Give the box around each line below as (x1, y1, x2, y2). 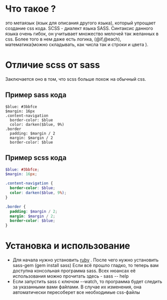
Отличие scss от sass (5, 59, 100, 71)
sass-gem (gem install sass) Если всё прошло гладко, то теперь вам (12, 262, 159, 269)
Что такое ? (5, 3, 56, 15)
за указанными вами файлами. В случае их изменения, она (12, 284, 142, 290)
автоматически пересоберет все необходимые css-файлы (12, 289, 140, 295)
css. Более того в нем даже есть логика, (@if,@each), (5, 36, 121, 42)
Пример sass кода (5, 91, 67, 99)
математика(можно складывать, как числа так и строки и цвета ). (5, 41, 148, 47)
